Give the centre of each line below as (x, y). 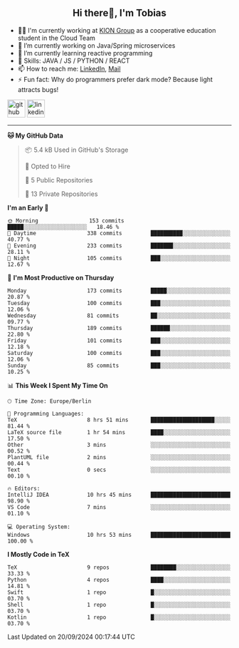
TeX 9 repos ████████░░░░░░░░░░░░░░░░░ (119, 567)
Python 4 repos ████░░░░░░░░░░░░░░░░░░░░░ (119, 580)
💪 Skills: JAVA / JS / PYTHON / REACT (74, 61)
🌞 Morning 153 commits (66, 221)
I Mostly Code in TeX (38, 554)
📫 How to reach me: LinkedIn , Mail (69, 68)
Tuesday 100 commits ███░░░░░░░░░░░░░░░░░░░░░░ (119, 303)
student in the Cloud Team (57, 38)
